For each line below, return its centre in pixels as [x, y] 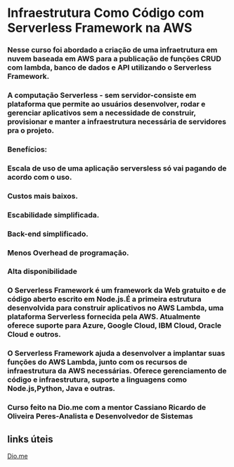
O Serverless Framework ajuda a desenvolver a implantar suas [116, 354]
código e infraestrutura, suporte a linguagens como [97, 380]
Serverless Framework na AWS [100, 28]
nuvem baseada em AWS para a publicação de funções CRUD [114, 59]
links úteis [30, 439]
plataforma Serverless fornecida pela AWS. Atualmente [104, 317]
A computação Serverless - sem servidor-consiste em [102, 95]
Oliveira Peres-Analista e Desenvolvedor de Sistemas [100, 416]
